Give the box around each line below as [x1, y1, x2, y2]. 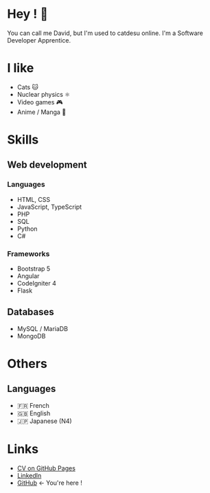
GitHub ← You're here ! [16, 479, 82, 487]
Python [16, 225, 38, 233]
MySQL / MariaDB [16, 324, 69, 332]
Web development [7, 159, 87, 171]
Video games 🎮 [16, 98, 63, 106]
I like [7, 60, 34, 76]
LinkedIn [16, 471, 42, 479]
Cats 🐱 [16, 82, 39, 91]
